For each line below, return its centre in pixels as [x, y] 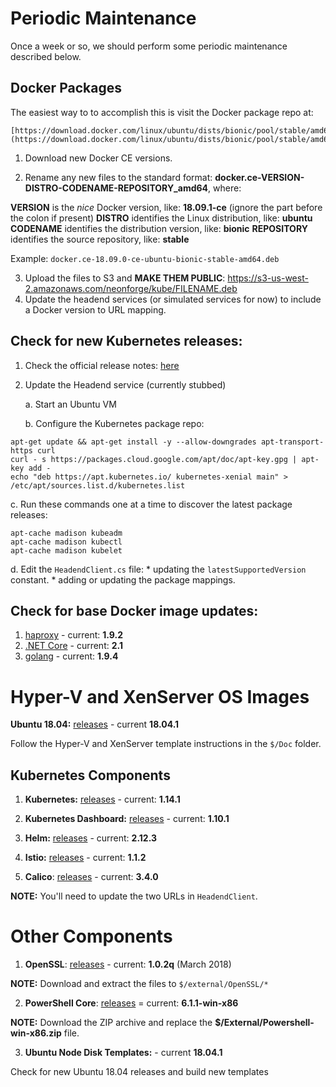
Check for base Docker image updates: [134, 610]
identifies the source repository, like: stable [100, 239]
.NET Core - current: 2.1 [73, 646]
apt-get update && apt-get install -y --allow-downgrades [133, 442]
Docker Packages [66, 88]
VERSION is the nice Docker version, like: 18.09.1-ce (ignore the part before [166, 207]
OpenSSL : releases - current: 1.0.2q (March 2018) [128, 964]
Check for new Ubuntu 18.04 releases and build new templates [139, 1072]
